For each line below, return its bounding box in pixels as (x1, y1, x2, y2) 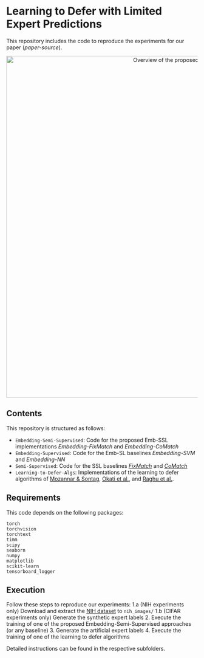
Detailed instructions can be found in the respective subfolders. (6, 645, 166, 653)
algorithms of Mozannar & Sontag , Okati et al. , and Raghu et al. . (15, 475, 174, 482)
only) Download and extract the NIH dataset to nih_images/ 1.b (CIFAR (6, 608, 181, 615)
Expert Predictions (6, 17, 102, 31)
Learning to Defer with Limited (6, 4, 163, 18)
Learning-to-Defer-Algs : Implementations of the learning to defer (15, 468, 179, 476)
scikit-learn (6, 563, 39, 569)
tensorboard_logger (6, 568, 56, 575)
